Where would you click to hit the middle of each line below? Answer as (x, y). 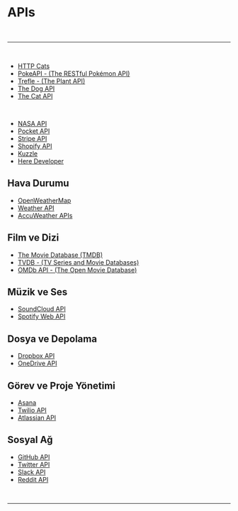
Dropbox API (36, 356)
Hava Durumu (38, 184)
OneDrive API (37, 363)
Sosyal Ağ (30, 440)
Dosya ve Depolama (52, 339)
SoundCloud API (41, 309)
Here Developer (41, 161)
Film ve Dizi (33, 238)
